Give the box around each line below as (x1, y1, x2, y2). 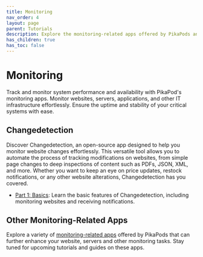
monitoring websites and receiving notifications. (14, 197, 135, 205)
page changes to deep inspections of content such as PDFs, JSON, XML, (6, 160, 188, 168)
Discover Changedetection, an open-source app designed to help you (6, 141, 180, 148)
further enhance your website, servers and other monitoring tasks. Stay (6, 238, 184, 245)
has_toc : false (6, 43, 45, 49)
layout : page (6, 20, 39, 26)
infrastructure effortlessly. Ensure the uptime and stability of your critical (6, 101, 187, 109)
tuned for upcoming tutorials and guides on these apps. (6, 244, 145, 251)
